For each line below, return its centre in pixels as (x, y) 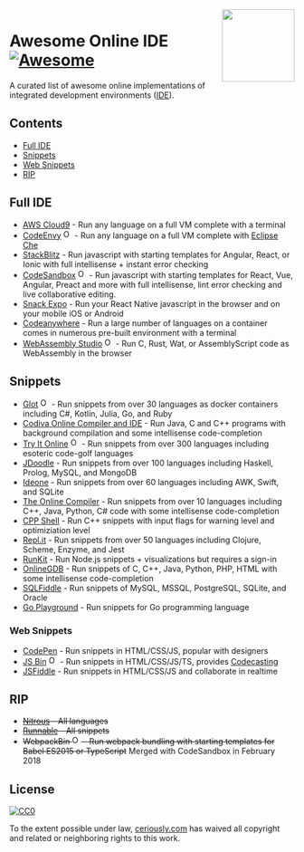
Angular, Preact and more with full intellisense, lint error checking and (152, 284)
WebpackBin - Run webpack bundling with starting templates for (148, 742)
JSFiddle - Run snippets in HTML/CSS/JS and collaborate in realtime (150, 671)
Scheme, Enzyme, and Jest (73, 550)
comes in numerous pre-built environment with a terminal (129, 332)
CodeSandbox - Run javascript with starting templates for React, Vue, (158, 274)
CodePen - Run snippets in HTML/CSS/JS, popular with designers (145, 650)
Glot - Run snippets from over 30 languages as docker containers (150, 404)
